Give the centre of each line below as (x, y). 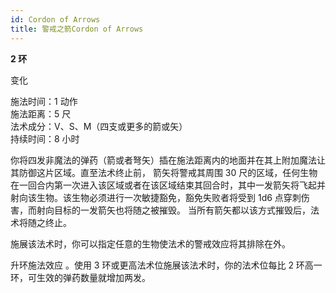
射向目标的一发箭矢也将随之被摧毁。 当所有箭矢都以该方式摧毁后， (173, 210)
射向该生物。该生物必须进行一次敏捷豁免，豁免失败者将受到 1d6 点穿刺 (156, 197)
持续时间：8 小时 (45, 138)
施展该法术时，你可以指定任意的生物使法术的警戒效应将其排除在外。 (150, 243)
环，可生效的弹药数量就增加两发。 (80, 277)
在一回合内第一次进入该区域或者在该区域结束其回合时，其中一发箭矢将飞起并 (168, 185)
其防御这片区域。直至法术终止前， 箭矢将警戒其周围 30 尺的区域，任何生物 (164, 172)
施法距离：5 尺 (41, 113)
